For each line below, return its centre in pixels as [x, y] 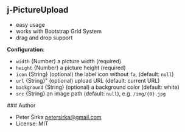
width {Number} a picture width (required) [68, 61]
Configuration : [26, 49]
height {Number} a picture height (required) [71, 68]
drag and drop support [44, 37]
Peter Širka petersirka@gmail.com [59, 117]
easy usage [30, 24]
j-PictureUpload [38, 10]
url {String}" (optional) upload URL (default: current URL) [88, 80]
